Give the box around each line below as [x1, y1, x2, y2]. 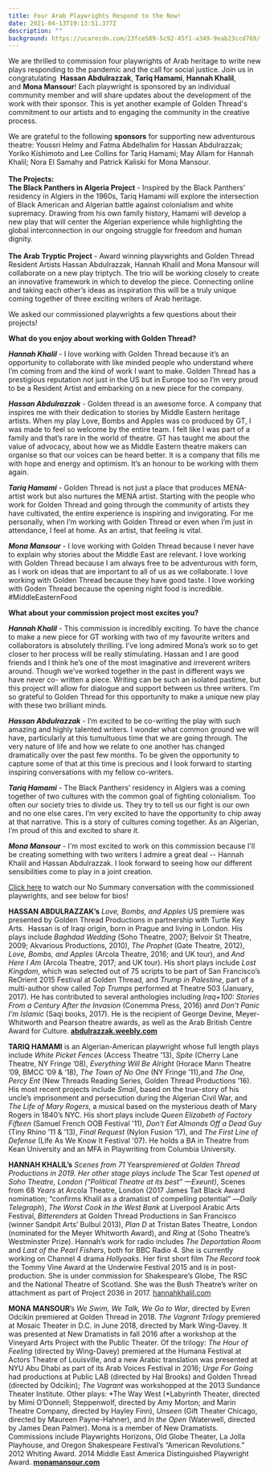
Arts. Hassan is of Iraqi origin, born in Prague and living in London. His [8, 924, 243, 934]
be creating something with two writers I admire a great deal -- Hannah [8, 850, 244, 860]
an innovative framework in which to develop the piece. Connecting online [8, 277, 255, 286]
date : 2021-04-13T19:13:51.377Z [8, 19, 117, 27]
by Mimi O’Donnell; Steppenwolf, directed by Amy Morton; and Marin [8, 1398, 236, 1407]
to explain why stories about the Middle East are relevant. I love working [8, 550, 247, 560]
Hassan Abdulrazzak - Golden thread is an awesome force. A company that [8, 399, 262, 409]
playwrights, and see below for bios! [8, 891, 129, 901]
